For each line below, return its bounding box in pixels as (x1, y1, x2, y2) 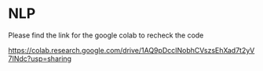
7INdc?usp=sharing (8, 54, 72, 63)
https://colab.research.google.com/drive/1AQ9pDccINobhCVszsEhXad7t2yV (8, 45, 255, 55)
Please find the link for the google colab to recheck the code (8, 30, 204, 40)
